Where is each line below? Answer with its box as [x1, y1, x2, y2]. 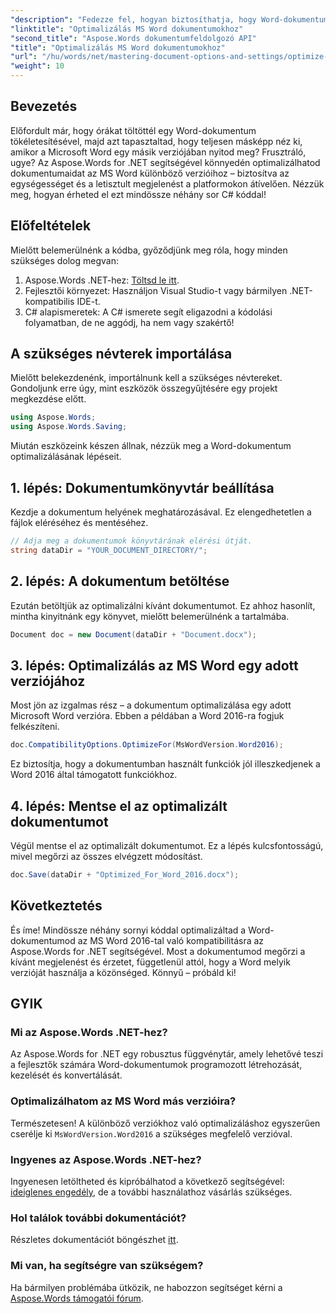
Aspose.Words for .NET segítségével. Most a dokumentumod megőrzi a [10, 945, 306, 957]
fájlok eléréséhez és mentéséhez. [10, 517, 149, 528]
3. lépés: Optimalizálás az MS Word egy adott [10, 657, 299, 674]
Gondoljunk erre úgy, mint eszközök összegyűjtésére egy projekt [10, 382, 278, 395]
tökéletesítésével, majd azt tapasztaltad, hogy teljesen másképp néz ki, [10, 135, 303, 147]
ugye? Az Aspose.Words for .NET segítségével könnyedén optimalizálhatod [10, 156, 321, 168]
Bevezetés [10, 98, 78, 115]
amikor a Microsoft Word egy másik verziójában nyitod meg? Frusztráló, [10, 146, 307, 158]
